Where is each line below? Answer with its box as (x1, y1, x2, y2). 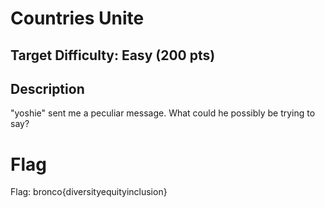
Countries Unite (10, 7, 145, 30)
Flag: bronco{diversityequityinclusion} (10, 186, 168, 198)
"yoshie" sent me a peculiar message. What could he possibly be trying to (10, 107, 316, 119)
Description (10, 80, 85, 97)
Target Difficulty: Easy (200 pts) (10, 47, 216, 64)
